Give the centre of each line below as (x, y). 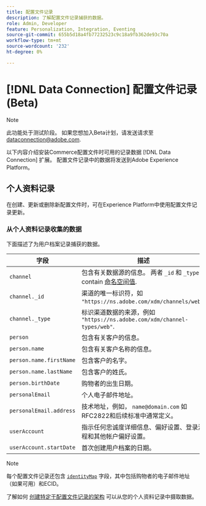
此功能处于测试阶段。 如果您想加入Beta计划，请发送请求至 (80, 132)
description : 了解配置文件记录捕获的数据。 (56, 18)
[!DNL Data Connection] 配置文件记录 (102, 89)
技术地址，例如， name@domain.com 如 (134, 406)
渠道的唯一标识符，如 (112, 293)
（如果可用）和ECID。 (34, 483)
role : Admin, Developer (37, 23)
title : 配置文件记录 (30, 12)
